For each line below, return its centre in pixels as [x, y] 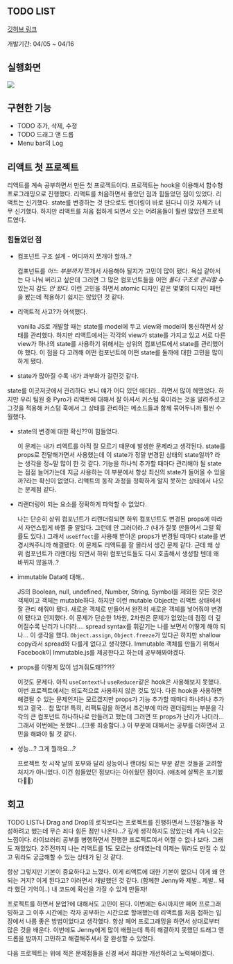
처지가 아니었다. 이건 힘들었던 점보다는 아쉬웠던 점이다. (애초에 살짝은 [111, 772]
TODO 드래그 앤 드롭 [45, 135]
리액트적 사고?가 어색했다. [52, 311]
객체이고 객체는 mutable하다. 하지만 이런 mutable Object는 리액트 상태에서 [119, 600]
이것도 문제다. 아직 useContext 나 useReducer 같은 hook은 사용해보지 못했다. [119, 682]
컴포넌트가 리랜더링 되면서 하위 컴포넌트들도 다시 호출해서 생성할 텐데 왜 [122, 553]
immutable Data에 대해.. [51, 577]
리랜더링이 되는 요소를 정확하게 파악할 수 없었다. [82, 504]
